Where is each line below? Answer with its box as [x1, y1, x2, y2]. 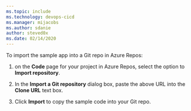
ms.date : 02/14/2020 [6, 36, 57, 41]
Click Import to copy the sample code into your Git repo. [14, 98, 151, 105]
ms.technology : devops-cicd [6, 14, 75, 20]
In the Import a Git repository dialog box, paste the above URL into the [14, 81, 186, 88]
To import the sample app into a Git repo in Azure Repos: [6, 52, 143, 58]
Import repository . [14, 70, 60, 76]
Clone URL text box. [14, 87, 63, 93]
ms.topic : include [6, 8, 51, 15]
